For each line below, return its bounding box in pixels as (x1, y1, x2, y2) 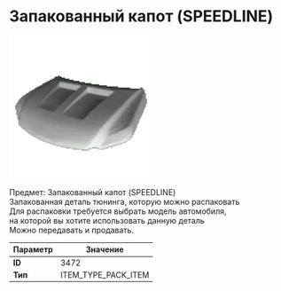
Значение (85, 244, 124, 255)
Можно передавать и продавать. (9, 224, 135, 235)
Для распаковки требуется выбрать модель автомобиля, (9, 206, 227, 216)
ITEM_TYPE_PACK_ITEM (60, 269, 150, 280)
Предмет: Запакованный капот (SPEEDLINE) (9, 186, 176, 197)
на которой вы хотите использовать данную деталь (9, 215, 206, 225)
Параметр (12, 244, 53, 255)
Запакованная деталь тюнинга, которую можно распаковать (9, 196, 240, 207)
